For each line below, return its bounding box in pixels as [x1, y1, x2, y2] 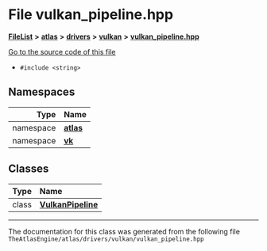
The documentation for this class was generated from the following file [8, 226, 241, 236]
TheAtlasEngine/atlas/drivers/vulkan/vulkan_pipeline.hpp [8, 235, 204, 243]
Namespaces [8, 86, 75, 99]
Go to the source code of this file [8, 47, 116, 56]
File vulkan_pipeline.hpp [8, 6, 173, 24]
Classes [8, 162, 49, 176]
